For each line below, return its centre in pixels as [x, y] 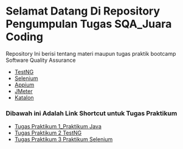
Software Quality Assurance [41, 60]
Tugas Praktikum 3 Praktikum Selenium [64, 139]
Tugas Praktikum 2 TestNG [48, 133]
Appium [24, 84]
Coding [25, 37]
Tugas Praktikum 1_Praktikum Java [58, 127]
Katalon [24, 98]
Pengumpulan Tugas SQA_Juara [89, 24]
